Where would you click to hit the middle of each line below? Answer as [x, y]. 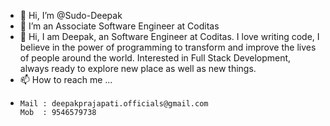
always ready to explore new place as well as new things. [138, 68]
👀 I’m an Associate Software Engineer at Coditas [119, 26]
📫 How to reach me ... [66, 79]
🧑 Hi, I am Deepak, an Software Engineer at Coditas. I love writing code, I [169, 36]
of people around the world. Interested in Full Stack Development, [155, 58]
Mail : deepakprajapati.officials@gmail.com [114, 104]
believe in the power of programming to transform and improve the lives [168, 47]
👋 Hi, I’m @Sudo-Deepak [71, 15]
